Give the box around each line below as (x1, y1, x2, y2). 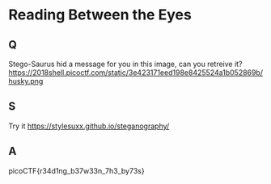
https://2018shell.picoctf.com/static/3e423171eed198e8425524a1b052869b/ (8, 68, 264, 77)
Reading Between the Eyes (8, 6, 192, 24)
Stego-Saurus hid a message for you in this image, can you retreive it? (8, 59, 243, 69)
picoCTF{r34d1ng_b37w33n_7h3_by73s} (8, 165, 145, 175)
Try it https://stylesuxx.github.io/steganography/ (8, 121, 170, 131)
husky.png (8, 77, 44, 86)
